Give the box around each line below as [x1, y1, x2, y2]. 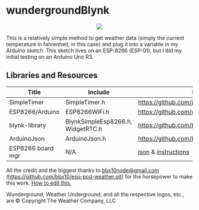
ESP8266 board [9, 144, 54, 152]
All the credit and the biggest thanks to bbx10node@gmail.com [6, 167, 159, 174]
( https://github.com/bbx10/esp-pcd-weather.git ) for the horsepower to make [6, 173, 193, 180]
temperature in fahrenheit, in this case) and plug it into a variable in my [6, 40, 179, 47]
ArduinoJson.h [65, 134, 107, 142]
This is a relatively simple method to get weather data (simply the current [6, 34, 185, 42]
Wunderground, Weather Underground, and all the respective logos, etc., [6, 190, 185, 198]
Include [88, 88, 110, 96]
